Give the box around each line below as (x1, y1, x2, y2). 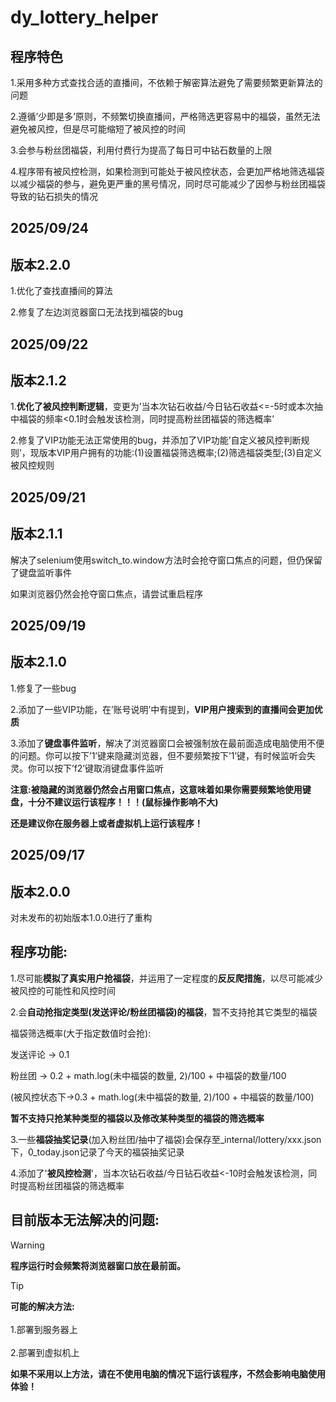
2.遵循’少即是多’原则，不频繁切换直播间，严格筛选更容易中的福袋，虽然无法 (10, 111, 321, 122)
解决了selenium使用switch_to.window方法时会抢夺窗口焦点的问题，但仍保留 (10, 554, 323, 566)
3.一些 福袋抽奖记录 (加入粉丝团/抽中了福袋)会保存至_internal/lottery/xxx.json (10, 1133, 322, 1145)
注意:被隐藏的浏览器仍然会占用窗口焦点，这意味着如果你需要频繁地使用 (10, 783, 303, 795)
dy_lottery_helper (10, 6, 159, 29)
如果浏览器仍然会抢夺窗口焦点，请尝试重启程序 (10, 587, 203, 600)
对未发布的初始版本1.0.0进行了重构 (10, 912, 153, 924)
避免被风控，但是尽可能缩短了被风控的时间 (10, 123, 186, 135)
